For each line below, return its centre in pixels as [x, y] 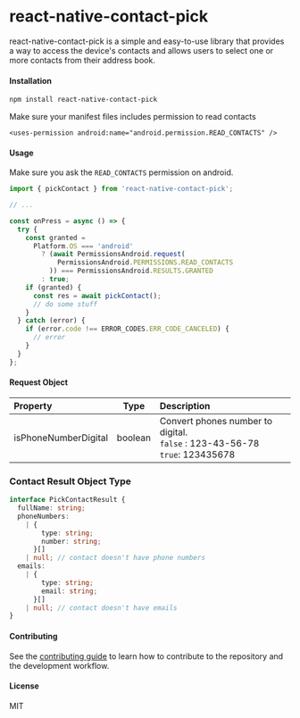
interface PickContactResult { [67, 500]
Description [185, 405]
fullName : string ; [52, 508]
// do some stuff [65, 304]
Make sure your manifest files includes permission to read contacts [133, 117]
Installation [30, 80]
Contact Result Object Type [70, 481]
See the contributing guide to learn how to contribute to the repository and [146, 656]
